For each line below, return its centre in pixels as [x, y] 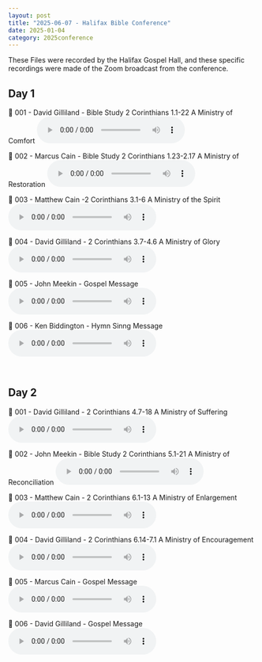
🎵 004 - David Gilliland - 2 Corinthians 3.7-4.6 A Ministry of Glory [114, 242]
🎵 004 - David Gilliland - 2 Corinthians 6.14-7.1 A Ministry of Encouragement [131, 539]
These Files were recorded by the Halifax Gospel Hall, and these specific [126, 60]
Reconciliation [31, 482]
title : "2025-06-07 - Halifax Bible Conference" [90, 23]
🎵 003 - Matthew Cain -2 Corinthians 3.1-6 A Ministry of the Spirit [114, 200]
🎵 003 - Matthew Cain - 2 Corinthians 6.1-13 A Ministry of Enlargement [123, 497]
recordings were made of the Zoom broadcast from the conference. [118, 69]
